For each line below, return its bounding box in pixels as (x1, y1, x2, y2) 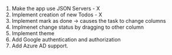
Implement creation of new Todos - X (11, 11, 102, 18)
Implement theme (11, 30, 55, 37)
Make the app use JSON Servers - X (11, 5, 100, 12)
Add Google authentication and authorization (11, 36, 121, 43)
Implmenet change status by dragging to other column (11, 23, 144, 30)
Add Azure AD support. (11, 42, 69, 49)
